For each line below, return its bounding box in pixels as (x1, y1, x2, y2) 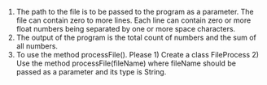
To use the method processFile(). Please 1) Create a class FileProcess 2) (15, 50, 259, 59)
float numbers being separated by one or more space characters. (15, 24, 236, 33)
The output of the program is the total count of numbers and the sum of (15, 32, 256, 42)
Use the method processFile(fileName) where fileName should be (15, 58, 236, 68)
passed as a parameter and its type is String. (15, 67, 167, 76)
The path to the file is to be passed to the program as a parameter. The (15, 7, 254, 16)
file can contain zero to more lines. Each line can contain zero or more (15, 15, 252, 25)
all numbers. (15, 41, 59, 51)
